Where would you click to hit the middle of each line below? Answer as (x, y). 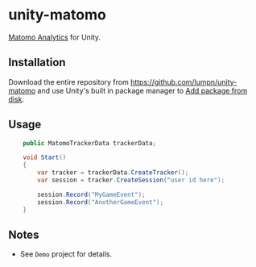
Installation (37, 63)
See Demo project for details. (66, 254)
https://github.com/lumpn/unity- (184, 81)
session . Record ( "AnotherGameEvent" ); (100, 202)
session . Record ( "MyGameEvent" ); (92, 194)
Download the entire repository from (68, 81)
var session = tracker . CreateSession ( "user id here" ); (131, 180)
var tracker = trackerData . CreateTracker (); (113, 173)
